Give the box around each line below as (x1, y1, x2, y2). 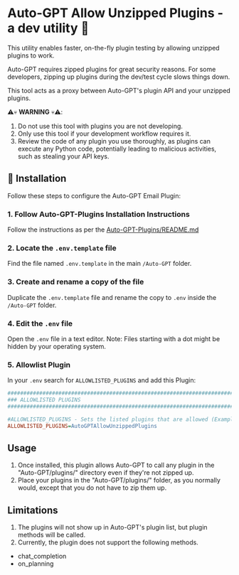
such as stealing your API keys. (17, 151, 110, 161)
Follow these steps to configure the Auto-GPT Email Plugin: (7, 191, 181, 200)
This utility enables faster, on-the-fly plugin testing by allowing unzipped (7, 43, 220, 52)
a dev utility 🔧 (7, 20, 90, 36)
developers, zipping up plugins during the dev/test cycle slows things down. (7, 72, 230, 81)
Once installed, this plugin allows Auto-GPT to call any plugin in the (17, 461, 215, 470)
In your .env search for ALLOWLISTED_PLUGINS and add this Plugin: (7, 376, 196, 385)
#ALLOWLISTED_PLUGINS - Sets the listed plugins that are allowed (7, 416, 208, 423)
